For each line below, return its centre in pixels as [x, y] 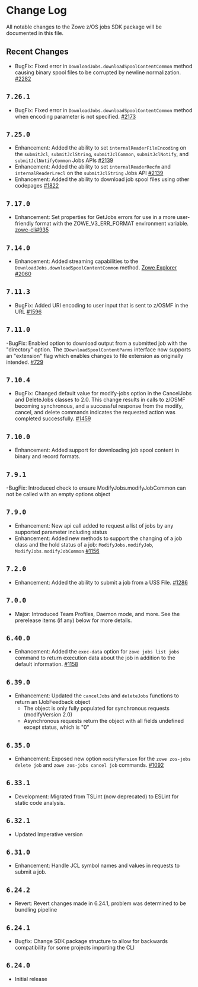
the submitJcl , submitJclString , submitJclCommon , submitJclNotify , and [102, 154]
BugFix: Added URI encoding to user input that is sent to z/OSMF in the [101, 305]
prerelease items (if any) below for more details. [73, 620]
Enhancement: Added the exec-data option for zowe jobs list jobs [97, 652]
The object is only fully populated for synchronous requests [97, 708]
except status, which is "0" [57, 727]
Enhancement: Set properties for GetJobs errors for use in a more [95, 217]
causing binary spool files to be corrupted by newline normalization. [98, 72]
